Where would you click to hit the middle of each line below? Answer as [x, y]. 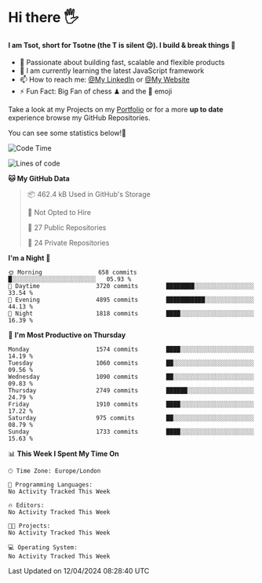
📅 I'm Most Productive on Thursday [67, 335]
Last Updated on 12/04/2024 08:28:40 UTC [79, 571]
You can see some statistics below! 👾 [67, 133]
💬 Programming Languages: [50, 485]
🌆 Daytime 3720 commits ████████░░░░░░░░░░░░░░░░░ [131, 286]
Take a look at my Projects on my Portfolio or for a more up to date [116, 110]
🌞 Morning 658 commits [73, 273]
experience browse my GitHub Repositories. [79, 118]
